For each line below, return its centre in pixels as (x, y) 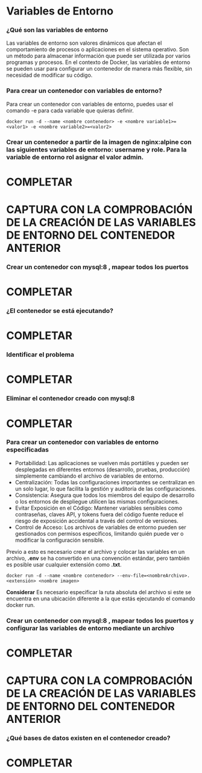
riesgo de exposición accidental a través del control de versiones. (97, 521)
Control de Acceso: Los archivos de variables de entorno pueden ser (101, 527)
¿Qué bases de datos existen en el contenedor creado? (88, 738)
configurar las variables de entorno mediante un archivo (90, 628)
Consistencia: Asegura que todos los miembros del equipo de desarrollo (105, 495)
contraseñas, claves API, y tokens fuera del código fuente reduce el (99, 514)
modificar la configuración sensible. (59, 540)
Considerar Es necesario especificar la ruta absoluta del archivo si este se (99, 592)
